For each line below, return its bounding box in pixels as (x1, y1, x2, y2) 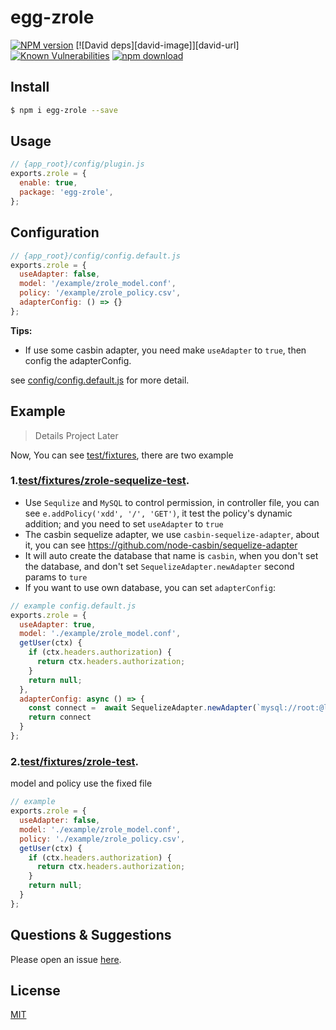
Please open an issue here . (10, 953, 122, 965)
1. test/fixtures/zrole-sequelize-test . (10, 474, 190, 488)
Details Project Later (34, 429, 119, 441)
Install (10, 79, 50, 96)
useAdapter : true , (19, 619, 97, 630)
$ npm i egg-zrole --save (10, 105, 118, 115)
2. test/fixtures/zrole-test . (10, 754, 140, 768)
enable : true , (19, 178, 78, 188)
